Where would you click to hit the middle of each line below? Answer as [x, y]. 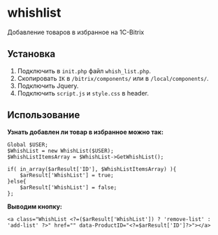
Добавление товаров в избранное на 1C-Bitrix [76, 32]
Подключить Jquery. [48, 86]
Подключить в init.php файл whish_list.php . [84, 70]
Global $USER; [28, 144]
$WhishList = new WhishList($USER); [60, 151]
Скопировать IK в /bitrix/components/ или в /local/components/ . [113, 78]
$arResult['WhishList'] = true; [67, 175]
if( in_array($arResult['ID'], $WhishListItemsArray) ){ [92, 169]
